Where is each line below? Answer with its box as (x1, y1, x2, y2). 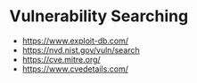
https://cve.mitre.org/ (21, 54, 101, 64)
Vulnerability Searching (9, 6, 189, 26)
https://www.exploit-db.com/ (21, 35, 129, 46)
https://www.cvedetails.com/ (21, 64, 129, 74)
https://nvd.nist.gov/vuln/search (21, 44, 140, 55)
